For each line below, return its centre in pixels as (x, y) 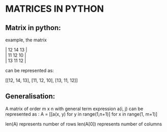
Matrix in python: (33, 28)
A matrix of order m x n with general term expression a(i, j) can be (74, 109)
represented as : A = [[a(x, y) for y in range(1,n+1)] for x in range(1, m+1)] (81, 114)
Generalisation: (30, 97)
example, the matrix (26, 40)
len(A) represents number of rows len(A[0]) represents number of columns (83, 124)
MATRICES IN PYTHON (55, 9)
